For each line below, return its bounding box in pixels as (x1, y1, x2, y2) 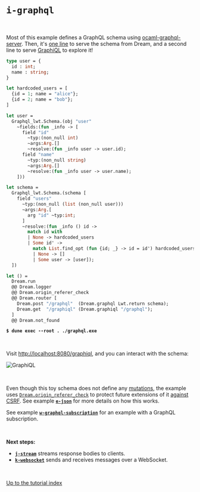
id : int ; (11, 63, 36, 70)
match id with (27, 229, 62, 235)
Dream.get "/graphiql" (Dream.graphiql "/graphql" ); (17, 306, 153, 312)
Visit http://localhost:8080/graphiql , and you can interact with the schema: (6, 350, 189, 357)
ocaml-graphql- (142, 33, 181, 41)
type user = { (6, 58, 42, 64)
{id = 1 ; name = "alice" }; (11, 91, 79, 97)
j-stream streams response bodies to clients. (14, 450, 126, 457)
